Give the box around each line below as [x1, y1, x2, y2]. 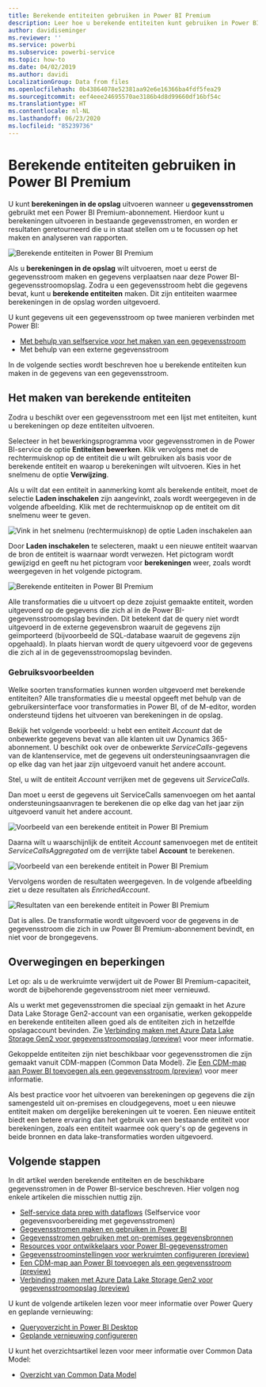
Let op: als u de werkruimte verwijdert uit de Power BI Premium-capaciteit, [8, 976, 252, 986]
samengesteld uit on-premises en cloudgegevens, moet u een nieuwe [8, 1098, 236, 1108]
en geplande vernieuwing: [8, 1307, 93, 1317]
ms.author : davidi [8, 70, 69, 78]
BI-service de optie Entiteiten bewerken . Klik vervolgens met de [8, 444, 219, 454]
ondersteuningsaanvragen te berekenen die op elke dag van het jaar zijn [8, 798, 245, 807]
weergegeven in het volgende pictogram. [8, 566, 142, 576]
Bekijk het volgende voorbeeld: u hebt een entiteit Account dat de [8, 725, 223, 735]
